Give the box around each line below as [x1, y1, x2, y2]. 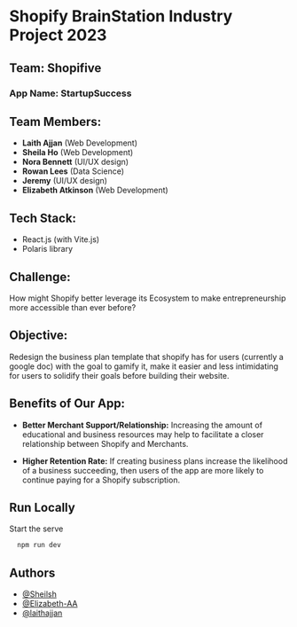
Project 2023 [9, 25, 107, 45]
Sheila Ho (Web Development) [21, 147, 134, 158]
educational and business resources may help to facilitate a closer [21, 428, 264, 440]
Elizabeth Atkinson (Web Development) [21, 184, 168, 196]
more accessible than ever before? [9, 302, 137, 312]
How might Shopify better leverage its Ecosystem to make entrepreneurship [9, 293, 286, 303]
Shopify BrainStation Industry [9, 6, 233, 27]
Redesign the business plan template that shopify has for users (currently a [9, 351, 284, 362]
